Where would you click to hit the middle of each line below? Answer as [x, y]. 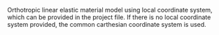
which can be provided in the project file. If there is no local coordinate [109, 17]
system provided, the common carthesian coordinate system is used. [107, 24]
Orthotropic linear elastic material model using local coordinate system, [110, 10]
